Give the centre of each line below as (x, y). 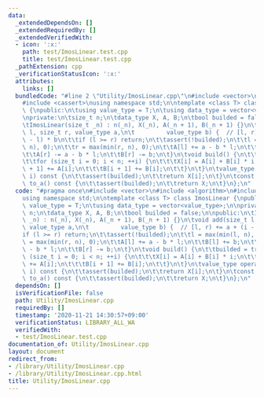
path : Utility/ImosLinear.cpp (64, 300)
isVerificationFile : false (59, 293)
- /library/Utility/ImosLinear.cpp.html (75, 373)
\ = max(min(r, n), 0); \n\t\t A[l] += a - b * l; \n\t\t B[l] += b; (132, 242)
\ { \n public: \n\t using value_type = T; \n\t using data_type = (124, 111)
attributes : (35, 81)
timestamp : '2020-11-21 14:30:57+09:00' (82, 315)
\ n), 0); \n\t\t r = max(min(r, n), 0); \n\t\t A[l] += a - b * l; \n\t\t (140, 147)
